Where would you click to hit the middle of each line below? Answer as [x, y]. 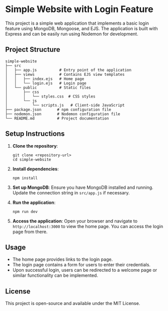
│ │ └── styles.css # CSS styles [50, 96]
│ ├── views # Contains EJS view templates [65, 74]
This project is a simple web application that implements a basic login [77, 23]
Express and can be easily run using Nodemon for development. [72, 34]
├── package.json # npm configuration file [58, 110]
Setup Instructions [35, 134]
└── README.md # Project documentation [57, 118]
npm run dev [25, 212]
